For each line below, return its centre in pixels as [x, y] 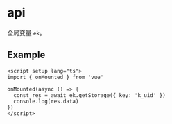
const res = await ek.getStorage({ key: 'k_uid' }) [90, 95]
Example [26, 55]
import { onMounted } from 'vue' [55, 77]
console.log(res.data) [46, 101]
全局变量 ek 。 [27, 33]
